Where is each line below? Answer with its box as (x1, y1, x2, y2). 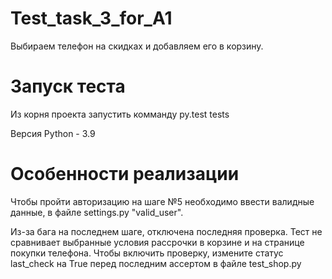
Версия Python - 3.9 (10, 127, 96, 139)
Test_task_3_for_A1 (10, 7, 173, 30)
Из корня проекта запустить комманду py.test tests (10, 108, 230, 120)
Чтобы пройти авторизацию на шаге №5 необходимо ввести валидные (10, 195, 315, 207)
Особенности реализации (10, 163, 240, 186)
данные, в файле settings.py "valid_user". (10, 206, 184, 218)
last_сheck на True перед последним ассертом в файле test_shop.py (10, 257, 302, 269)
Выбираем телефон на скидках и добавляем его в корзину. (10, 40, 264, 52)
